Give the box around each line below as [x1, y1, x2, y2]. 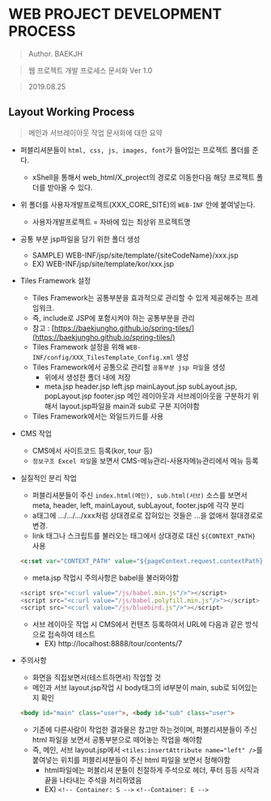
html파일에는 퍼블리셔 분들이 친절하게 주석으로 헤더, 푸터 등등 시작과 [44, 765, 260, 775]
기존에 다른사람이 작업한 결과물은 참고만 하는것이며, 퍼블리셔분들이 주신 [32, 725, 257, 735]
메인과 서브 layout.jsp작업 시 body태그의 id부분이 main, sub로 [32, 683, 231, 692]
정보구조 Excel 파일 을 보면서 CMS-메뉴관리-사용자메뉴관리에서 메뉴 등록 [32, 455, 259, 466]
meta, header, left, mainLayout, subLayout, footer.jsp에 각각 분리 [32, 500, 244, 510]
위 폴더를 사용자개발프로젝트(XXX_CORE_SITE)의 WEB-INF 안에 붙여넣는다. [19, 199, 256, 209]
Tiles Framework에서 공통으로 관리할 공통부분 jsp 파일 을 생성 [32, 362, 226, 372]
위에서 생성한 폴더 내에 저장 [44, 372, 131, 381]
